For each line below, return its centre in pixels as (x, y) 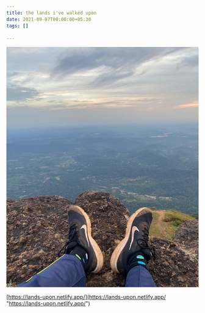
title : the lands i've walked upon (52, 13)
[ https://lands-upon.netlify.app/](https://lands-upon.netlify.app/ (86, 297)
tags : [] (17, 26)
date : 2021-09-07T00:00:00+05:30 (49, 19)
